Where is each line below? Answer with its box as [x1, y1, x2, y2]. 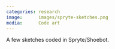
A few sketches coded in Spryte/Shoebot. [6, 36, 110, 44]
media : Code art [6, 20, 60, 26]
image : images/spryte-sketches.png [6, 14, 109, 20]
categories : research [6, 8, 60, 15]
